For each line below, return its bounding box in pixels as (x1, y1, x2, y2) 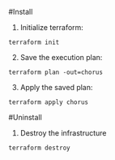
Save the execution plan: (19, 53, 103, 62)
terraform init (8, 38, 60, 46)
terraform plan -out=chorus (8, 68, 104, 76)
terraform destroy (8, 144, 70, 152)
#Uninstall (8, 113, 42, 122)
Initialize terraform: (19, 23, 83, 32)
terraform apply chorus (8, 98, 89, 106)
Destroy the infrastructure (19, 128, 107, 137)
